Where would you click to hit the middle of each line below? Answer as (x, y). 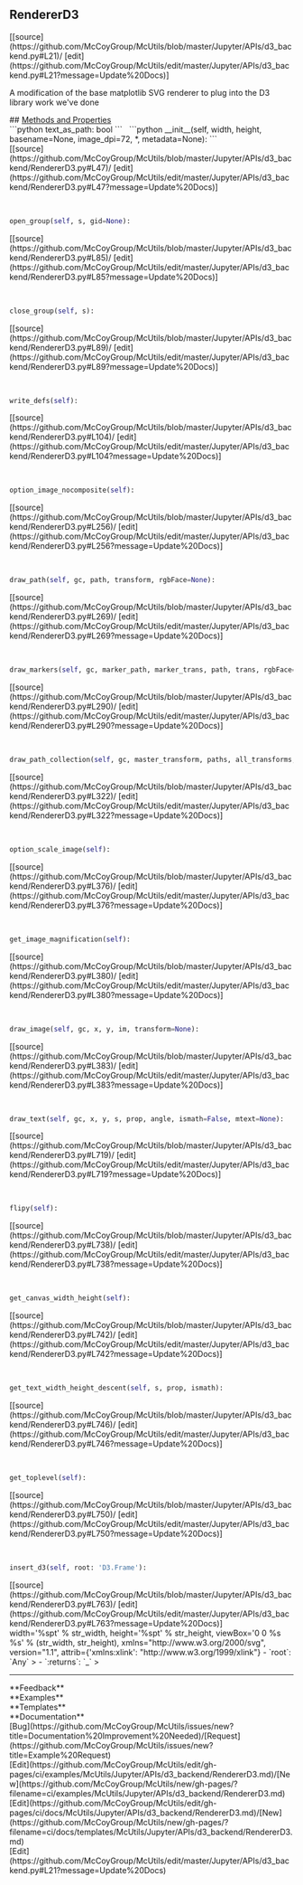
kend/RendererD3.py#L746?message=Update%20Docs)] (116, 1444)
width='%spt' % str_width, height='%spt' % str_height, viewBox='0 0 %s (145, 1633)
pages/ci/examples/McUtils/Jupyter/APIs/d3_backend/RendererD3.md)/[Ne (150, 1774)
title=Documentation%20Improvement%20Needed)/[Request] (125, 1736)
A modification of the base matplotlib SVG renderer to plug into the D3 (140, 92)
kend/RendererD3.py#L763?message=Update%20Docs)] (116, 1623)
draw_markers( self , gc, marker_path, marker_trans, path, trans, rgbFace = (153, 670)
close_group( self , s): (52, 311)
